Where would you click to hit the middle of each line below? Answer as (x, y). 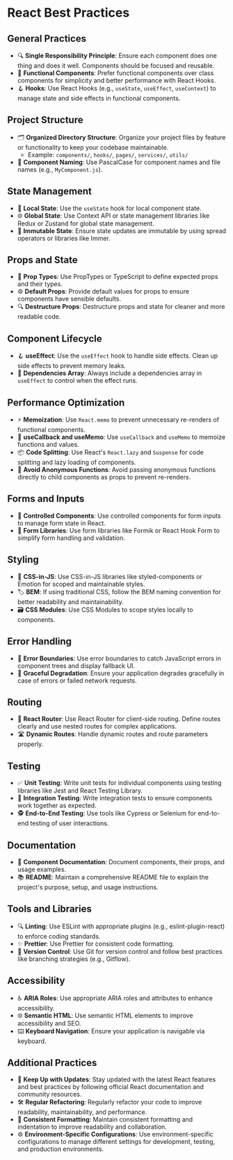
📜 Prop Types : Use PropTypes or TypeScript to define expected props (118, 277)
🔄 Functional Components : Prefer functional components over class (115, 73)
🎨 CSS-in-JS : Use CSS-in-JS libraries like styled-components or (110, 576)
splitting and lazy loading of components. (77, 462)
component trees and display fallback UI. (76, 665)
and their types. (40, 284)
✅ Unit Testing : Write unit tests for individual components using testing (119, 783)
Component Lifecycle (55, 339)
